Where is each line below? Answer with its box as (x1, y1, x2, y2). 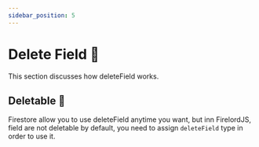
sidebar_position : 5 (8, 11, 76, 20)
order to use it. (8, 131, 56, 141)
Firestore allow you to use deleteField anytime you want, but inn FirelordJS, (8, 115, 251, 124)
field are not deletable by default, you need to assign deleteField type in (8, 123, 243, 133)
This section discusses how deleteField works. (8, 72, 159, 81)
